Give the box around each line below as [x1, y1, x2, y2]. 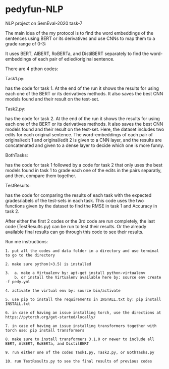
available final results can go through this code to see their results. [5, 229, 144, 235]
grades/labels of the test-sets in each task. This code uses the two [5, 197, 144, 203]
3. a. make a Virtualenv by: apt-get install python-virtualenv [5, 270, 145, 276]
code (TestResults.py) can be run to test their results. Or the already [5, 223, 147, 229]
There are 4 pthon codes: [5, 66, 59, 72]
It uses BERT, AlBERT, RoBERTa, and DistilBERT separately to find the [5, 50, 149, 57]
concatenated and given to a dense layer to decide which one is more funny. [5, 142, 164, 148]
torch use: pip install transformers [5, 328, 85, 333]
